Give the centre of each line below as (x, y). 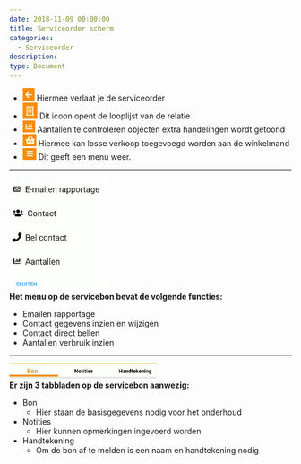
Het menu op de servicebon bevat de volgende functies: (116, 297)
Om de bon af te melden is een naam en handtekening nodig (147, 450)
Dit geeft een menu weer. (85, 157)
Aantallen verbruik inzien (68, 342)
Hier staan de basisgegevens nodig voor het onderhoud (138, 412)
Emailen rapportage (59, 314)
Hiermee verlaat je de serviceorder (101, 98)
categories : (31, 38)
